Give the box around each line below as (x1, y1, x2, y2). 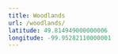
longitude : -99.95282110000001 (8, 33, 112, 42)
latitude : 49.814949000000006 (8, 26, 108, 34)
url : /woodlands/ (8, 19, 66, 27)
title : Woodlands (8, 11, 66, 20)
